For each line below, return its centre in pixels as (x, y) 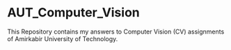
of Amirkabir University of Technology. (63, 38)
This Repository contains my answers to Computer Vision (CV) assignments (116, 32)
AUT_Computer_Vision (74, 13)
